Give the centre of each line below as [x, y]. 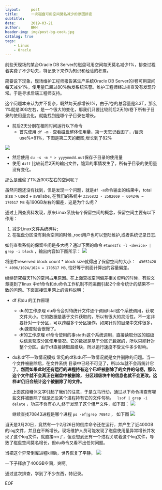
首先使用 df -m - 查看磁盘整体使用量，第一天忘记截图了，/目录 [81, 132]
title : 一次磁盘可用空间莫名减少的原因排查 [49, 14]
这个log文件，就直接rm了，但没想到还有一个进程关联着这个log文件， [81, 436]
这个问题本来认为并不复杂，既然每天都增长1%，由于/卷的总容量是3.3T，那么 [81, 103]
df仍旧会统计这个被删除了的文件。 [50, 381]
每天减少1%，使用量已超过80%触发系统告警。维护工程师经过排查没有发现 [78, 87]
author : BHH [21, 28]
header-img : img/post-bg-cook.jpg [40, 32]
